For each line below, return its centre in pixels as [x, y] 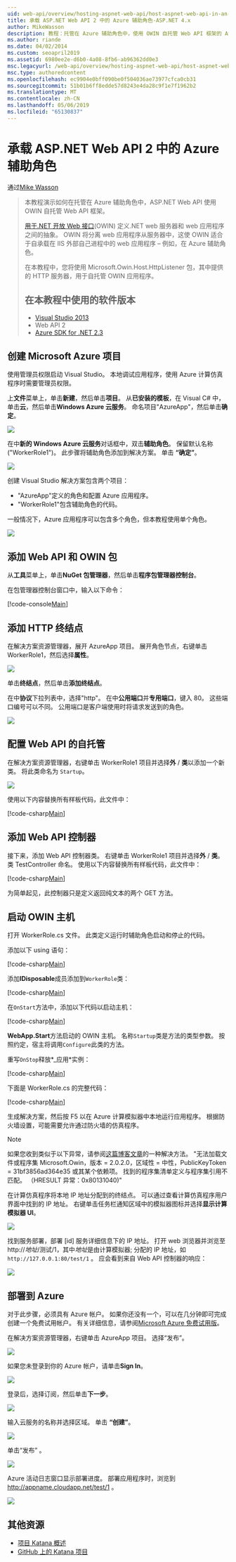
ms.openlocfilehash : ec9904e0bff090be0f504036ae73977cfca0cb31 [102, 79]
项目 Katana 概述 [42, 1543]
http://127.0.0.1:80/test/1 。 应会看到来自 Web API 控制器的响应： [107, 1258]
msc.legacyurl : [29, 66]
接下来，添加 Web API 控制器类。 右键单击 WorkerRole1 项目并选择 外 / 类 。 [116, 855]
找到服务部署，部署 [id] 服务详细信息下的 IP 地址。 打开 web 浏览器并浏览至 [117, 1241]
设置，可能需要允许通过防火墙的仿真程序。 [81, 1126]
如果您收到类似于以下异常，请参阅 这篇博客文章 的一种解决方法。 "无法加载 [114, 1154]
